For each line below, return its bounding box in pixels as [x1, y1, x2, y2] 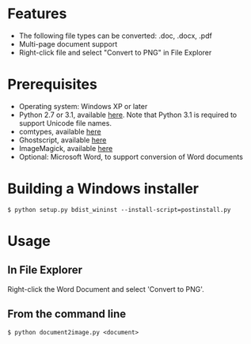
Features [7, 5, 67, 23]
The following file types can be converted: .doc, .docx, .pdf [18, 31, 213, 40]
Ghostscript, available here [18, 135, 107, 145]
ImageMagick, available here [18, 143, 113, 153]
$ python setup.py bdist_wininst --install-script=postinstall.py [7, 206, 231, 214]
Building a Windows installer [7, 180, 200, 198]
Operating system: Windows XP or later [18, 101, 148, 111]
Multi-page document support [18, 39, 118, 48]
